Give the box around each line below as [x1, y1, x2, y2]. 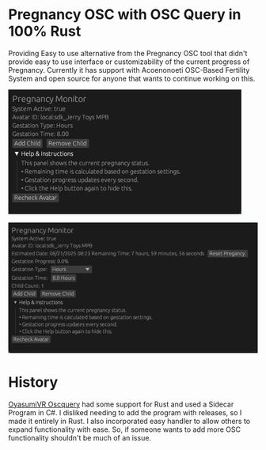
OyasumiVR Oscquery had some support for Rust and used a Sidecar [8, 399, 234, 409]
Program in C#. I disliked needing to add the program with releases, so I [8, 407, 242, 417]
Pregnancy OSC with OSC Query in [8, 6, 241, 24]
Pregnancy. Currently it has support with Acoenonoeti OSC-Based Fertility [8, 65, 250, 74]
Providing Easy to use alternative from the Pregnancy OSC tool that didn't [8, 48, 248, 58]
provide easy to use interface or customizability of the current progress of [8, 57, 250, 66]
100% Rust [8, 22, 82, 40]
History [8, 373, 59, 391]
